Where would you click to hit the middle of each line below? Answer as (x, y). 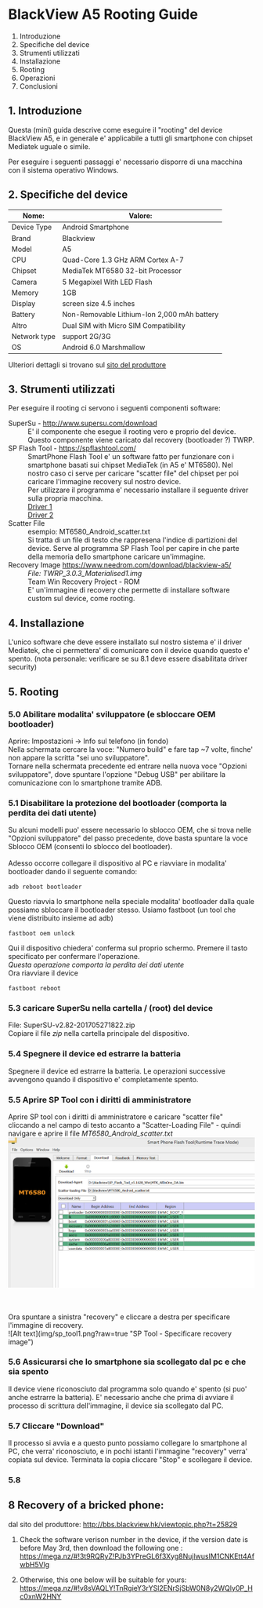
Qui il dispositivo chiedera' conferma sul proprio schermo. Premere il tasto (128, 948)
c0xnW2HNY (40, 1596)
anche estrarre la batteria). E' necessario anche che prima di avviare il (121, 1397)
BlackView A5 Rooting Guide (103, 15)
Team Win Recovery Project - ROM (84, 582)
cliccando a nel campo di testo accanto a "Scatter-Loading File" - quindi (124, 1125)
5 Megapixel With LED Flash (107, 282)
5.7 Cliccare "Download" (56, 1426)
